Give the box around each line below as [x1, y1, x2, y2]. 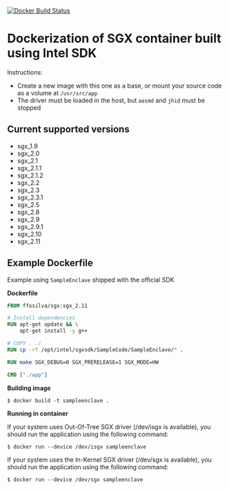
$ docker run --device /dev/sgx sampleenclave [7, 476, 143, 483]
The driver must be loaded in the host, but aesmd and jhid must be [17, 96, 206, 104]
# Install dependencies [7, 315, 76, 322]
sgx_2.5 [17, 200, 40, 208]
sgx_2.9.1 [17, 222, 43, 231]
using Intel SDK [7, 46, 97, 61]
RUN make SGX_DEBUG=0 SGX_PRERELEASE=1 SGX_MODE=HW [7, 359, 159, 366]
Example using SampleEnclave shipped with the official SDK [7, 275, 175, 284]
